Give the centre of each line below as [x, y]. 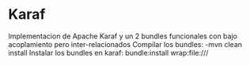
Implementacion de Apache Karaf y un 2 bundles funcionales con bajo [123, 36]
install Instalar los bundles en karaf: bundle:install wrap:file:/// [108, 52]
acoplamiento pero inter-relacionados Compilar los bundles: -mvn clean [125, 44]
